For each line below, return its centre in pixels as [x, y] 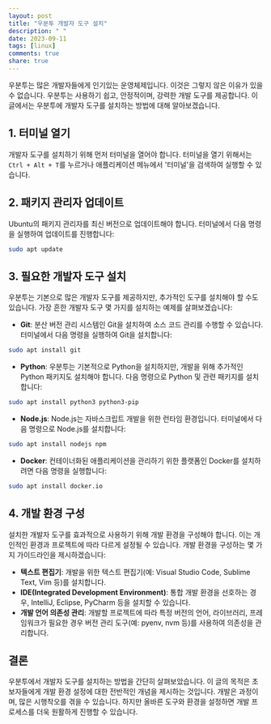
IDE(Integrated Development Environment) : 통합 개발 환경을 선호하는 [134, 592]
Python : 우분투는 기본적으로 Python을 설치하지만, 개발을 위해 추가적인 [132, 367]
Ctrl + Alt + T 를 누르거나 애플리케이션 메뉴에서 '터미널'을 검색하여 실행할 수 [131, 164]
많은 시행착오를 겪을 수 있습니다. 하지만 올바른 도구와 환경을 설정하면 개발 [134, 702]
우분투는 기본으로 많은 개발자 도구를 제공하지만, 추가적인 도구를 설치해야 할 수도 [133, 297]
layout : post [30, 16]
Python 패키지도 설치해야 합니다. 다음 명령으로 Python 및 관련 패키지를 [132, 377]
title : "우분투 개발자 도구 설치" [58, 23]
